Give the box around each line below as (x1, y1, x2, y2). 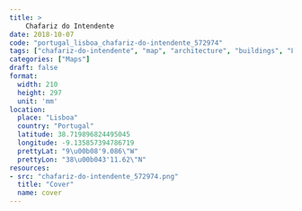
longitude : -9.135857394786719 (17, 138, 135, 147)
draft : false (9, 64, 58, 73)
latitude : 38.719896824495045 (17, 130, 130, 139)
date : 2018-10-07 (9, 30, 75, 39)
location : (9, 105, 47, 114)
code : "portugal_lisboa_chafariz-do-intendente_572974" (9, 38, 223, 48)
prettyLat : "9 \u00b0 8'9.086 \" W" (17, 146, 139, 155)
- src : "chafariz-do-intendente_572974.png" (9, 171, 179, 180)
